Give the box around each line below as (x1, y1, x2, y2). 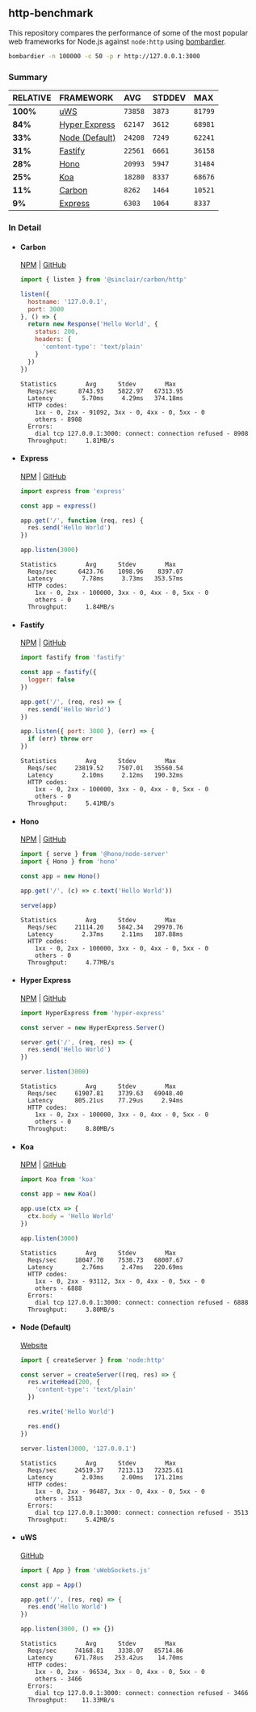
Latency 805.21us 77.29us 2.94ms (27, 1097, 183, 1105)
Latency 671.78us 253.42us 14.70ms (27, 1654, 183, 1662)
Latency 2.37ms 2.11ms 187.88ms (27, 930, 183, 938)
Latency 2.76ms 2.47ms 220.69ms (27, 1263, 183, 1271)
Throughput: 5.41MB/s (27, 799, 115, 808)
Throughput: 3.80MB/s (27, 1305, 115, 1314)
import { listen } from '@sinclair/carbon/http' (19, 276, 187, 284)
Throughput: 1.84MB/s (27, 603, 115, 611)
